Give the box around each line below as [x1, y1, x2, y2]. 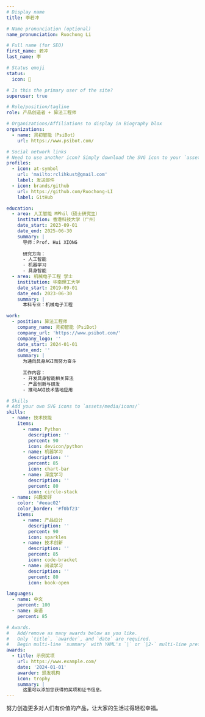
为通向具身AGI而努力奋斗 [22, 358, 77, 364]
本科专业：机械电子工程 [22, 302, 73, 308]
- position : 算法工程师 [12, 318, 68, 325]
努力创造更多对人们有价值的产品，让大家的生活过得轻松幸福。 [6, 704, 162, 712]
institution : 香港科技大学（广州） [17, 216, 99, 223]
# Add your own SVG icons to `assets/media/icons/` [6, 403, 140, 410]
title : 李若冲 [6, 15, 40, 21]
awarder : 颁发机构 [17, 670, 60, 676]
